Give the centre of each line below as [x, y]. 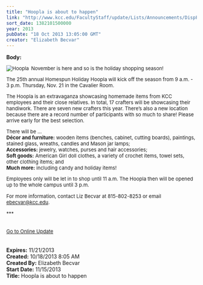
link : [13, 18]
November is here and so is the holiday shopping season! [98, 68]
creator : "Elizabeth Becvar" [43, 40]
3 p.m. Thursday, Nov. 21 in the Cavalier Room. [60, 85]
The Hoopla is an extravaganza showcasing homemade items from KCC [89, 97]
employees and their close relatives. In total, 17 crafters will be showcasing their [98, 103]
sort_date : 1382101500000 [39, 23]
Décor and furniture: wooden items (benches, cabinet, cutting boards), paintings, [101, 138]
